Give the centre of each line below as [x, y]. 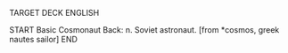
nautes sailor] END [44, 39]
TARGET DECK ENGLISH [54, 13]
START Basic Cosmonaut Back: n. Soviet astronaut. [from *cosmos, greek [144, 30]
